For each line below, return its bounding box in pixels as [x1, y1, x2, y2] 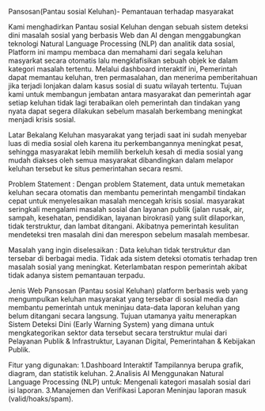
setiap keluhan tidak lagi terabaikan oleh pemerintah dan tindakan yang [8, 98, 240, 107]
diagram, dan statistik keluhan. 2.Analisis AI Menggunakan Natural [8, 369, 224, 378]
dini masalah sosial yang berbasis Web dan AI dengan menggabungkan [8, 31, 241, 40]
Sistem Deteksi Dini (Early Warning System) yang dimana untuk [8, 320, 214, 328]
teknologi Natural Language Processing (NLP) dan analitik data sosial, [8, 39, 236, 48]
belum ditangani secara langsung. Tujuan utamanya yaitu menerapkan [8, 311, 237, 321]
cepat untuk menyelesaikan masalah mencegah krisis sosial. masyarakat [8, 196, 245, 205]
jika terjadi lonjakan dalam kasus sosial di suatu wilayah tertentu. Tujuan [8, 81, 243, 90]
